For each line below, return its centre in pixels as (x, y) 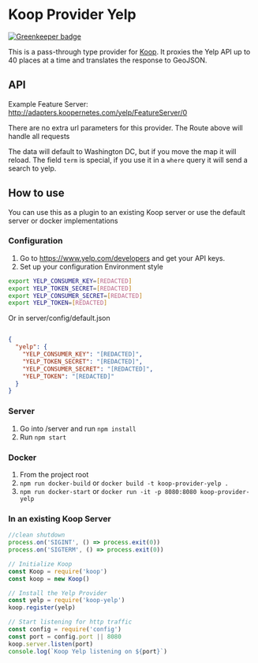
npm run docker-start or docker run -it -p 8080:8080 (108, 491)
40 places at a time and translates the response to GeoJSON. (108, 60)
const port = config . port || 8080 (65, 637)
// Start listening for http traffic (70, 622)
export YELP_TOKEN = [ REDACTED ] (58, 303)
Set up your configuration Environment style (91, 266)
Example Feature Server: (48, 104)
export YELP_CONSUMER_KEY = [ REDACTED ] (70, 281)
